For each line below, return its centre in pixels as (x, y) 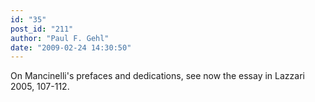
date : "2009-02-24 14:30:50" (71, 47)
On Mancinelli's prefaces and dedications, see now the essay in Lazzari (157, 76)
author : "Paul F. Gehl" (60, 38)
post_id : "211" (42, 29)
